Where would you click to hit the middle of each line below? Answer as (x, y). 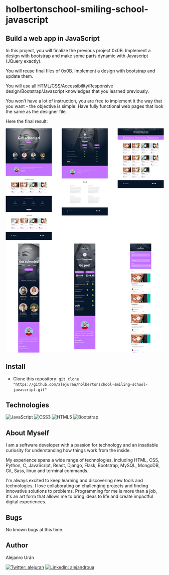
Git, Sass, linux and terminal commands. (47, 471)
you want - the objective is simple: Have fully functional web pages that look (84, 106)
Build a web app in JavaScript (53, 38)
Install (16, 367)
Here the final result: (27, 121)
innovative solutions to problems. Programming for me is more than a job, (81, 491)
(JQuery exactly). (24, 61)
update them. (20, 76)
